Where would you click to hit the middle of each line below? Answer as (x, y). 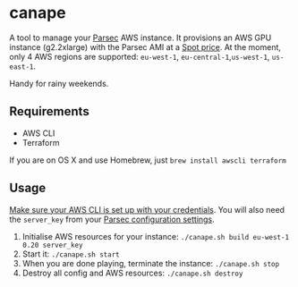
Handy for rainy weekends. (59, 83)
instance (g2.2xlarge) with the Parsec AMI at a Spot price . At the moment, (145, 46)
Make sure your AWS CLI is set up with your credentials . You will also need (147, 209)
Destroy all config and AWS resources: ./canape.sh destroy (132, 273)
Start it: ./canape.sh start (71, 254)
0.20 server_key (52, 245)
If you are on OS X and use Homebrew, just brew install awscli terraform (148, 160)
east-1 (21, 67)
